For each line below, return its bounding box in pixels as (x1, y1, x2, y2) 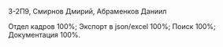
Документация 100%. (8, 31, 81, 39)
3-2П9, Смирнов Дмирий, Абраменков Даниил (8, 7, 167, 16)
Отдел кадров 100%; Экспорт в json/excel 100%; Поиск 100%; (8, 22, 217, 31)
